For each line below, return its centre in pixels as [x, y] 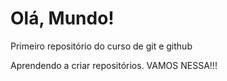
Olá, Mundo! [62, 18]
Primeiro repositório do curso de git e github [101, 46]
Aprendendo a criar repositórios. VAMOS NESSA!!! [114, 65]
